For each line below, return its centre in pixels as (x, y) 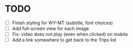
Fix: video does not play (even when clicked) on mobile (70, 34)
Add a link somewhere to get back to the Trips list (64, 40)
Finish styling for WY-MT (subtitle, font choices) (62, 23)
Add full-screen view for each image (50, 29)
